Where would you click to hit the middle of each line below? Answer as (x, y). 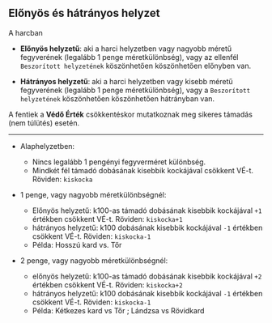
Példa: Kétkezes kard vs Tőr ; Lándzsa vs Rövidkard (118, 310)
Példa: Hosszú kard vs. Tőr (77, 244)
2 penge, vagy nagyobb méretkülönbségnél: (94, 260)
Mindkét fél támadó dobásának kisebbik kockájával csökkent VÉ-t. (142, 170)
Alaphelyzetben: (47, 146)
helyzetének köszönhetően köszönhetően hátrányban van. (117, 98)
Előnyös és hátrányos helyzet (84, 13)
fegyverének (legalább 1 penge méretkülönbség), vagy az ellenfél (129, 57)
